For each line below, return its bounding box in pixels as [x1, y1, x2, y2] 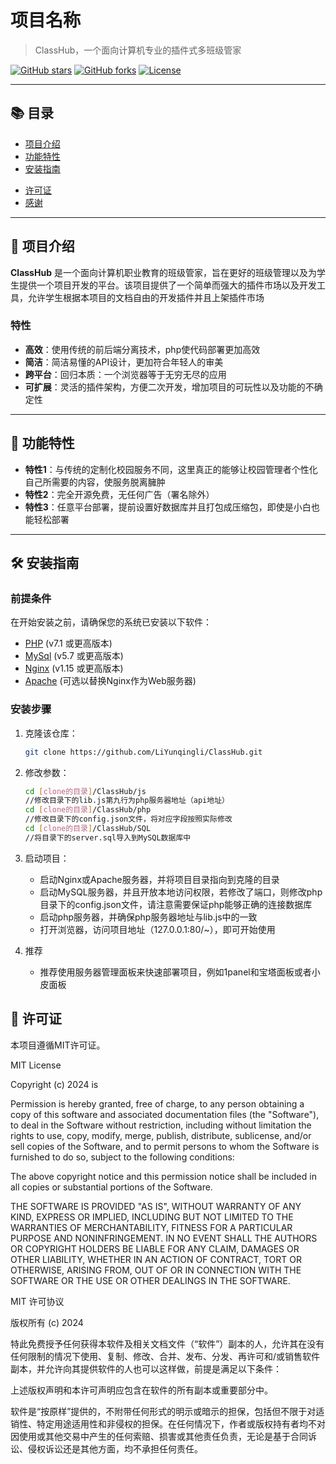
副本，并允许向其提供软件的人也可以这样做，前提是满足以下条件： [10, 1362, 282, 1375]
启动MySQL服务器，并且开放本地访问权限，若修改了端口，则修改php [39, 886, 323, 898]
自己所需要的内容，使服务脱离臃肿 [24, 476, 166, 488]
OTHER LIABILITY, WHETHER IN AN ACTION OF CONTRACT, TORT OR [10, 1253, 302, 1265]
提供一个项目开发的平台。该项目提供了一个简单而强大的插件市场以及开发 [18, 279, 317, 291]
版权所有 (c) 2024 [10, 1316, 84, 1328]
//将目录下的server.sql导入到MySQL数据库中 [24, 832, 192, 843]
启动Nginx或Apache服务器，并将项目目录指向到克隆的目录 [39, 873, 280, 885]
